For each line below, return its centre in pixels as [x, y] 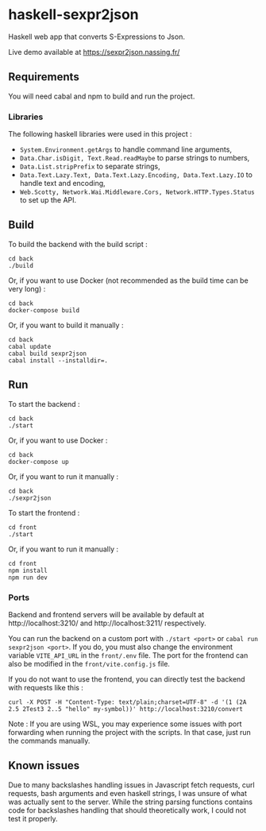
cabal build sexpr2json [48, 354]
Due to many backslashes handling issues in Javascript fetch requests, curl [132, 785]
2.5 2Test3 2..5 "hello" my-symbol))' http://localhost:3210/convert [126, 709]
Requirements [44, 77]
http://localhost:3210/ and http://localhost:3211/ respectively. [107, 623]
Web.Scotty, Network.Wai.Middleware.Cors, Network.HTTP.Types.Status [137, 192]
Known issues [44, 765]
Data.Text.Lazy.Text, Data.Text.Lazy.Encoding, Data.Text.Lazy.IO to [136, 175]
